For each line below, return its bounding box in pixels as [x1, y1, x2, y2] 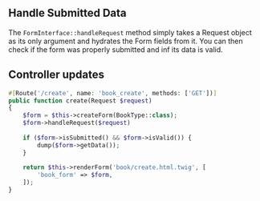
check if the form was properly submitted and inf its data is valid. [8, 44, 223, 54]
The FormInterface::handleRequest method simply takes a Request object [8, 27, 253, 37]
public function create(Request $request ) [8, 96, 152, 105]
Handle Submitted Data [8, 6, 127, 20]
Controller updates [8, 68, 105, 82]
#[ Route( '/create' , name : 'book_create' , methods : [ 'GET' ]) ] [8, 89, 217, 97]
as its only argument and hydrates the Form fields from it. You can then [8, 36, 243, 46]
